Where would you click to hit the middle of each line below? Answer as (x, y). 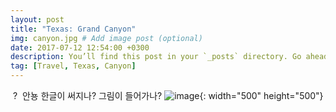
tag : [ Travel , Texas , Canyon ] (73, 66)
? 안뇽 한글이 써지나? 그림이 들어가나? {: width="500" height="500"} (168, 95)
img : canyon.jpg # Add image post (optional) (106, 38)
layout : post (37, 19)
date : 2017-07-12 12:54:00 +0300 (80, 47)
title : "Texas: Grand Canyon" (73, 29)
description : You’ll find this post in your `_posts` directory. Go (156, 57)
